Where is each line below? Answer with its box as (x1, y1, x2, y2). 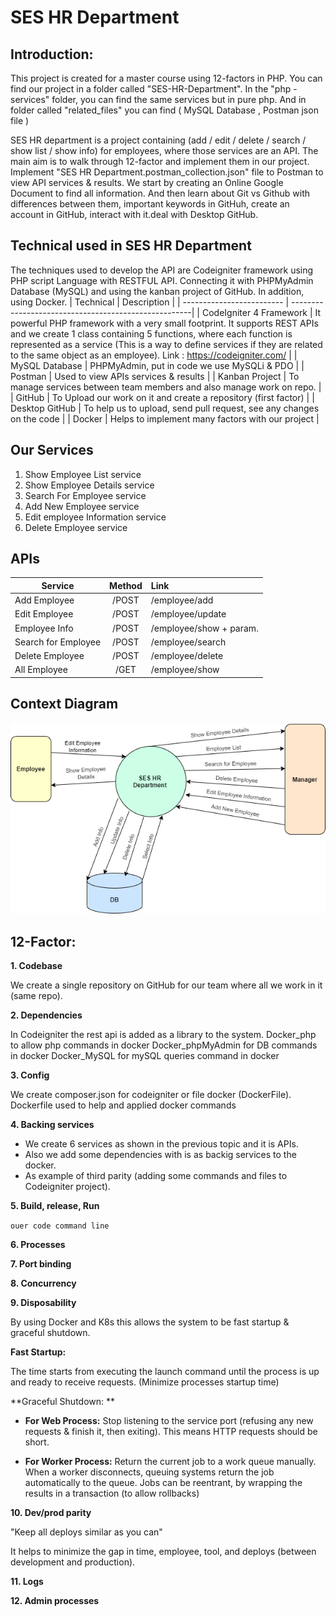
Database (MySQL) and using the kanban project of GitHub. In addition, (10, 285, 305, 297)
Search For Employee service (24, 489, 147, 501)
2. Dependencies (10, 1009, 83, 1021)
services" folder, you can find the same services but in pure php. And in (10, 94, 307, 105)
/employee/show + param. (150, 622, 259, 634)
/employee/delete (150, 650, 224, 662)
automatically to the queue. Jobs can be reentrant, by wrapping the (24, 1477, 303, 1489)
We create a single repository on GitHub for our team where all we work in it (10, 979, 323, 991)
